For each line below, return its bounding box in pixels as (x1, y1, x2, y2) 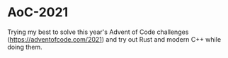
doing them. (7, 42, 42, 51)
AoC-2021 (7, 4, 69, 21)
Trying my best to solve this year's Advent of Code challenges (7, 28, 189, 36)
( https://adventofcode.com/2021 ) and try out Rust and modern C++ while (7, 35, 222, 43)
